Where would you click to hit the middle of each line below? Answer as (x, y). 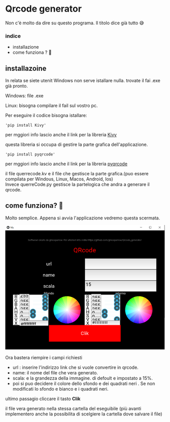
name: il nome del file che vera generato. (55, 373)
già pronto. (16, 86)
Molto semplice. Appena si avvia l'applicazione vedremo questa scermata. (83, 218)
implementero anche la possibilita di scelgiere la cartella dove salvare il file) (84, 414)
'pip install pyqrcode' (30, 155)
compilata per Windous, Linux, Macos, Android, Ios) (59, 179)
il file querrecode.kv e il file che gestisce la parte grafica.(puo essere (77, 174)
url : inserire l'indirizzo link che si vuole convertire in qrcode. (75, 367)
